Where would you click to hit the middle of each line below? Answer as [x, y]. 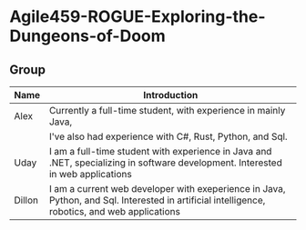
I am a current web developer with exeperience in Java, [167, 189]
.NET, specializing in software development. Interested [165, 163]
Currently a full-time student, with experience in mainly [167, 110]
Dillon [26, 200]
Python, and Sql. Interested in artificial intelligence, [157, 200]
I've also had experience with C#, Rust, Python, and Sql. [168, 136]
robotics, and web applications [114, 211]
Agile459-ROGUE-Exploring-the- [138, 17]
